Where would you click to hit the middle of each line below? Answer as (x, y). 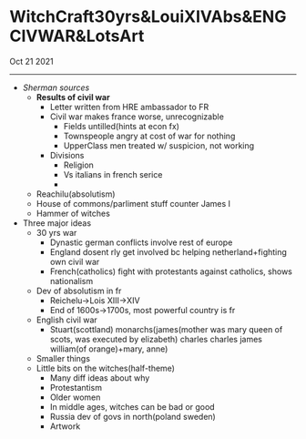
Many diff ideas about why (100, 378)
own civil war (75, 261)
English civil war (66, 320)
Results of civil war (73, 97)
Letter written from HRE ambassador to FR (129, 107)
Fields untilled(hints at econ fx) (122, 126)
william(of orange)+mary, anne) (109, 349)
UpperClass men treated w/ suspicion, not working (159, 145)
